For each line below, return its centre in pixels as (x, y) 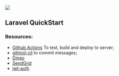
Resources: (19, 37)
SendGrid (22, 63)
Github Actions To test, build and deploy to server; (63, 47)
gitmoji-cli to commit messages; (45, 52)
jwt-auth (21, 68)
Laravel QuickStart (34, 23)
